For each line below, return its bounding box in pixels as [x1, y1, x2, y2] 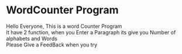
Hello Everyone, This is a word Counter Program [6, 23, 122, 30]
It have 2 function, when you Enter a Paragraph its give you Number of [6, 28, 176, 35]
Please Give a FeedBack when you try [6, 41, 98, 48]
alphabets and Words [6, 35, 57, 42]
